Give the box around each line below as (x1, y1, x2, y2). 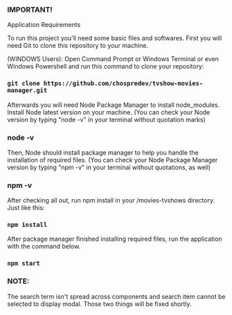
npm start (7, 259, 40, 268)
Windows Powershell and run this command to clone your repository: (7, 62, 204, 71)
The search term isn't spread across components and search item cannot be (7, 292, 226, 300)
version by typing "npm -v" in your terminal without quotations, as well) (7, 163, 211, 171)
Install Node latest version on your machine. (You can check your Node (7, 108, 211, 116)
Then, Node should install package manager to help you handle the (7, 148, 199, 157)
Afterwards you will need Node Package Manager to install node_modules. (7, 101, 220, 109)
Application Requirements (7, 21, 81, 29)
